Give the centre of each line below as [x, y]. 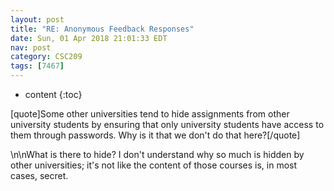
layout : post [37, 19]
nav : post [31, 47]
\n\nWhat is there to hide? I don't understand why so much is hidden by [157, 154]
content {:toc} [53, 94]
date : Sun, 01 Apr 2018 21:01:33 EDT [89, 38]
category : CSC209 [46, 57]
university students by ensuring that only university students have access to [167, 124]
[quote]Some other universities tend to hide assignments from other [150, 114]
